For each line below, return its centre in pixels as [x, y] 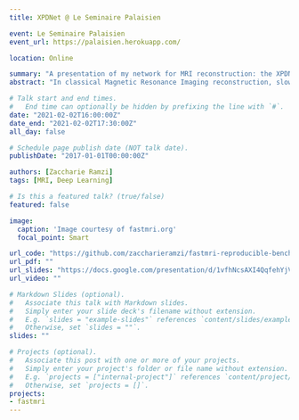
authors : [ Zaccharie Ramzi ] [61, 172]
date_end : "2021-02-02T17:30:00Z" [73, 123]
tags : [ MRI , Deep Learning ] [61, 181]
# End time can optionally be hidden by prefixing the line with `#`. [147, 107]
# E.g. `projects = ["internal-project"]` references [115, 377]
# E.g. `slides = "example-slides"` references [103, 319]
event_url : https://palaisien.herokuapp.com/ [95, 42]
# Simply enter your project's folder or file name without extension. [149, 368]
